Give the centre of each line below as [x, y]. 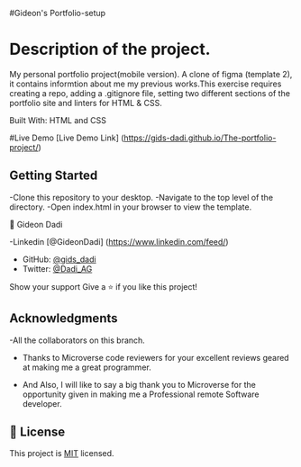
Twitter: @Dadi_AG [57, 268]
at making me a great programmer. [87, 367]
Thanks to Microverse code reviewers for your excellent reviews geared [156, 357]
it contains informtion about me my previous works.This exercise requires [146, 84]
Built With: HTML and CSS [58, 120]
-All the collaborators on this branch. [78, 340]
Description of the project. [110, 49]
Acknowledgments [64, 319]
